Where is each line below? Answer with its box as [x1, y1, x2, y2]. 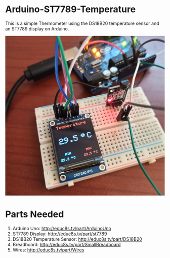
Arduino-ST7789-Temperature [5, 4, 136, 15]
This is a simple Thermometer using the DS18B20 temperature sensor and [5, 20, 159, 26]
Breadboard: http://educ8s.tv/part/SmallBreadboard [12, 241, 121, 247]
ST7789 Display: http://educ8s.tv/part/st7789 [12, 231, 107, 237]
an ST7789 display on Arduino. [5, 25, 69, 31]
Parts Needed [5, 209, 64, 220]
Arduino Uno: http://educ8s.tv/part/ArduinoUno [12, 225, 111, 231]
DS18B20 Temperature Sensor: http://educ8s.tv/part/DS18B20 [12, 236, 143, 242]
